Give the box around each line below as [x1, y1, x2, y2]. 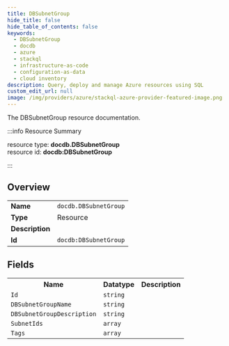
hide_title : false [7, 17, 61, 24]
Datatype [103, 279, 134, 289]
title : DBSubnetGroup [7, 10, 70, 17]
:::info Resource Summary [7, 127, 82, 135]
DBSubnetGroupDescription [10, 310, 97, 317]
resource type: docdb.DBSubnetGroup [7, 141, 120, 148]
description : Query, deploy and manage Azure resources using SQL [7, 81, 204, 88]
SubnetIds [10, 320, 43, 327]
